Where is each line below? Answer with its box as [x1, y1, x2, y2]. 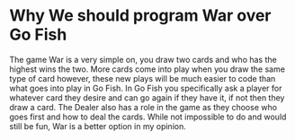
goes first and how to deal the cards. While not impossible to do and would [9, 111, 287, 122]
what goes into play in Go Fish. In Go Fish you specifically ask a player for [9, 83, 282, 93]
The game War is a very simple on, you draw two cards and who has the [9, 54, 277, 65]
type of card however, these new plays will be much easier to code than [9, 73, 276, 83]
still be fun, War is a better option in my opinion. [9, 120, 186, 131]
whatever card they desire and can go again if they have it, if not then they [9, 92, 285, 103]
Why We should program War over [9, 5, 272, 26]
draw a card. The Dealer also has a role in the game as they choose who [9, 101, 277, 112]
